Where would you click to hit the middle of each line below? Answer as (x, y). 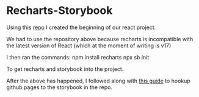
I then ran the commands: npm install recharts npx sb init (78, 57)
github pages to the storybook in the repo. (60, 87)
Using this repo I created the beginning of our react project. (81, 27)
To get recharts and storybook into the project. (65, 69)
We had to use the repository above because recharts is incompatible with (100, 39)
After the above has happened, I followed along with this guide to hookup (98, 81)
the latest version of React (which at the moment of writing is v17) (89, 45)
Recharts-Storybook (60, 11)
